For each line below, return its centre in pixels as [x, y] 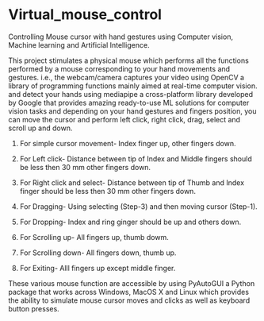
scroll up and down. [40, 128]
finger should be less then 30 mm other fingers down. [108, 191]
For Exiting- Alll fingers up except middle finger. [98, 268]
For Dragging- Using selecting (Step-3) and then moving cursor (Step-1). [138, 206]
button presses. [34, 308]
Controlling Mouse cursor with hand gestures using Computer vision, [121, 37]
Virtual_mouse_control [85, 15]
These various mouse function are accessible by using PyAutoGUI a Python [132, 283]
